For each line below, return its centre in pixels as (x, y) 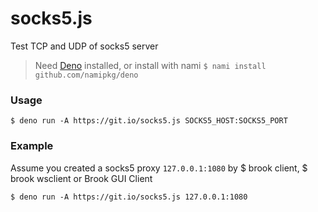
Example (32, 146)
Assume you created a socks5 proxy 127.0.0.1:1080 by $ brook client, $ (159, 168)
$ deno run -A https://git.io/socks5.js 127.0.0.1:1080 (129, 197)
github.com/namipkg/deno (86, 75)
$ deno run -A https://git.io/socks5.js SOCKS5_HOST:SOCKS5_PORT (149, 121)
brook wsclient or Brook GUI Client (81, 178)
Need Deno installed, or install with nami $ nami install (150, 65)
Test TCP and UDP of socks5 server (84, 46)
